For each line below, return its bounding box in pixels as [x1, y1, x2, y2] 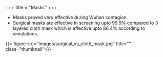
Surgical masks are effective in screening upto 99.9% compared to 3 [12, 20, 158, 26]
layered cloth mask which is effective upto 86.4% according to [12, 25, 145, 31]
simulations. [12, 31, 38, 36]
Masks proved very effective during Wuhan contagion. [12, 14, 128, 20]
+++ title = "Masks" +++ [5, 5, 57, 10]
